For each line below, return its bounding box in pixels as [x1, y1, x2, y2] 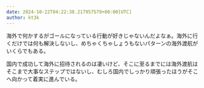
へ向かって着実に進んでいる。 [6, 75, 81, 83]
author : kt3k [6, 15, 40, 21]
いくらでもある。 [6, 47, 49, 55]
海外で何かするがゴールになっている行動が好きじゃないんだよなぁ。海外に [6, 32, 193, 39]
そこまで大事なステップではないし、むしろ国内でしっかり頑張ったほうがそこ [6, 67, 199, 75]
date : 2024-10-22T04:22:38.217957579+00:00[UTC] [6, 8, 132, 15]
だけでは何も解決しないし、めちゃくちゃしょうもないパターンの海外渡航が [11, 39, 199, 47]
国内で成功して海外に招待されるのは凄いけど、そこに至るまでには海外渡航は [6, 60, 198, 67]
